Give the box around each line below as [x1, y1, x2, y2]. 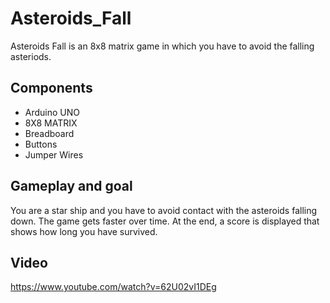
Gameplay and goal [10, 178, 133, 195]
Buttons [24, 138, 58, 150]
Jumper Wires [24, 148, 84, 161]
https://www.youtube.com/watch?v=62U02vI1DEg [10, 281, 217, 293]
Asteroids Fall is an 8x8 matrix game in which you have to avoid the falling [10, 40, 315, 52]
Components [10, 80, 93, 97]
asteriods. [10, 50, 52, 62]
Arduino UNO [24, 106, 81, 118]
